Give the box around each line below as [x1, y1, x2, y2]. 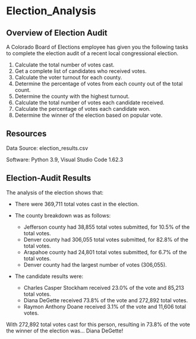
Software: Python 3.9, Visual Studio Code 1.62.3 [6, 156, 124, 163]
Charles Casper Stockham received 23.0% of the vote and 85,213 [23, 284, 184, 291]
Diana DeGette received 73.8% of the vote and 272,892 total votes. [23, 296, 188, 303]
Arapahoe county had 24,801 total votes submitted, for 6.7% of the [23, 248, 187, 255]
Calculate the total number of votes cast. [14, 61, 115, 68]
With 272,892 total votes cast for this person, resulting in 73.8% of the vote [6, 321, 190, 328]
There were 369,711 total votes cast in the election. [14, 200, 140, 207]
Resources [6, 129, 47, 139]
